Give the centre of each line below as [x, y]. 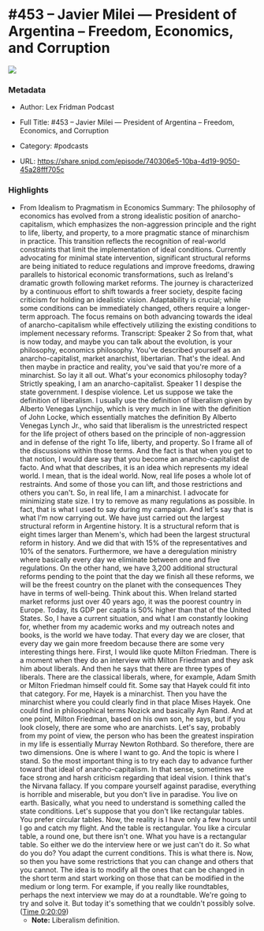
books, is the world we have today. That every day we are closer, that [132, 635]
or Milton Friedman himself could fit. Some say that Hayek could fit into [135, 685]
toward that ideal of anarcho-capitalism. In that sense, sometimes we [132, 769]
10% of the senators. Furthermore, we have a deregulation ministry [128, 551]
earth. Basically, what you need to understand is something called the [133, 802]
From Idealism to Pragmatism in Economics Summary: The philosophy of [138, 208]
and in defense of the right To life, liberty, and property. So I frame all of [136, 442]
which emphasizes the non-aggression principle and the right [156, 224]
